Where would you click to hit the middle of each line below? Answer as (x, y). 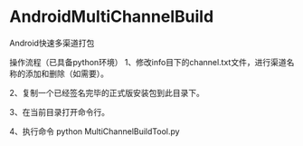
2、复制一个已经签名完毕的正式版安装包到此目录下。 (107, 92)
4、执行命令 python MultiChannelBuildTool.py (95, 131)
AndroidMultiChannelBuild (112, 17)
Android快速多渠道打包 (52, 43)
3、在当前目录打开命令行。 (60, 112)
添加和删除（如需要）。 (66, 73)
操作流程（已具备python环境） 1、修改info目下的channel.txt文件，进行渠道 (148, 62)
